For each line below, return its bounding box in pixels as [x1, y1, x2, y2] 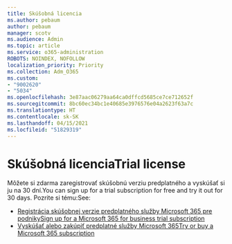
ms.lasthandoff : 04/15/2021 [7, 119, 89, 127]
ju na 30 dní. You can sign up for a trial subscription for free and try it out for [7, 186, 223, 195]
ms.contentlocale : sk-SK [7, 113, 79, 120]
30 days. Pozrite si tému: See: [7, 193, 91, 202]
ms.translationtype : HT [7, 107, 76, 114]
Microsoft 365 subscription [17, 229, 95, 238]
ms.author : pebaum [7, 17, 60, 24]
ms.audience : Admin [7, 36, 64, 43]
